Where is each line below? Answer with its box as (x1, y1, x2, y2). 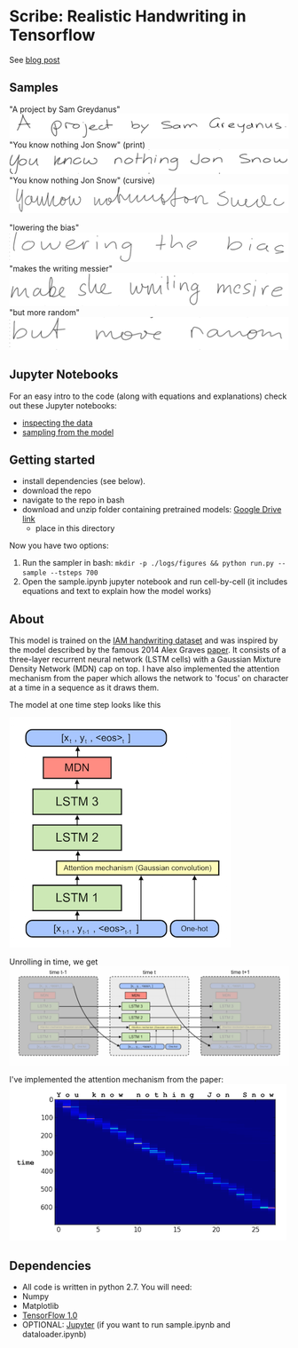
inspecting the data (21, 417, 93, 428)
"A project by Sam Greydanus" (9, 104, 122, 115)
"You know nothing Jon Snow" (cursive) (9, 175, 155, 186)
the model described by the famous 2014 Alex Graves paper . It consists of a (9, 645, 286, 655)
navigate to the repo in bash (21, 495, 125, 505)
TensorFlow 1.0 (21, 1310, 78, 1320)
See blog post (9, 54, 60, 65)
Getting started (9, 452, 96, 467)
